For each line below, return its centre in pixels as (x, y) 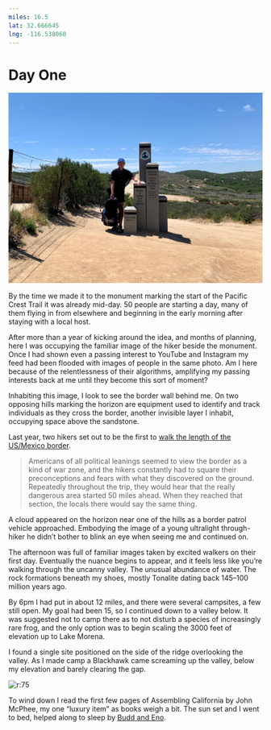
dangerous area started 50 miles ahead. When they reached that (135, 496)
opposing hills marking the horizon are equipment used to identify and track (134, 404)
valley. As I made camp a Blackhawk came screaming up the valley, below (131, 661)
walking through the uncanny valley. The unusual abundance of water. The (132, 570)
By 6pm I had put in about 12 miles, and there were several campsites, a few (135, 602)
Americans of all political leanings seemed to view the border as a (138, 461)
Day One (38, 75)
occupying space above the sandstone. (74, 421)
